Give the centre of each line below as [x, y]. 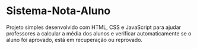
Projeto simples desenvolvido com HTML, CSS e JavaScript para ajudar [94, 27]
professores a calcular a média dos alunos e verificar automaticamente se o [99, 33]
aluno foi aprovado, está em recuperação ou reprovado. [74, 40]
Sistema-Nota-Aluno [58, 11]
